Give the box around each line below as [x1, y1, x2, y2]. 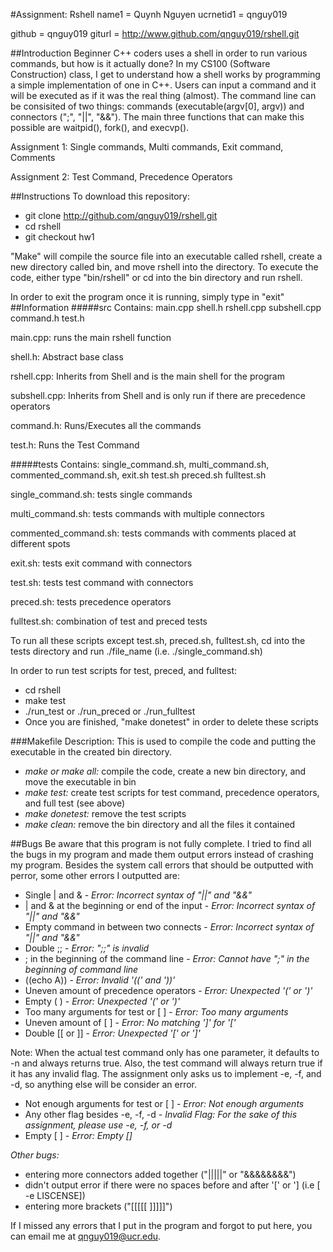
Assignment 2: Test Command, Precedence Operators [10, 171, 233, 183]
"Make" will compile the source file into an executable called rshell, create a [10, 250, 323, 262]
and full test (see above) [24, 797, 126, 809]
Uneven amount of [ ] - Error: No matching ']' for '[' [24, 1017, 237, 1028]
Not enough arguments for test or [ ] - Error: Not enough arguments [24, 1098, 305, 1109]
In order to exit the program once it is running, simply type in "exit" [10, 291, 285, 303]
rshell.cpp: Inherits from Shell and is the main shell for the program [10, 370, 285, 382]
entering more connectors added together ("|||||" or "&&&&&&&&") [24, 1169, 297, 1180]
